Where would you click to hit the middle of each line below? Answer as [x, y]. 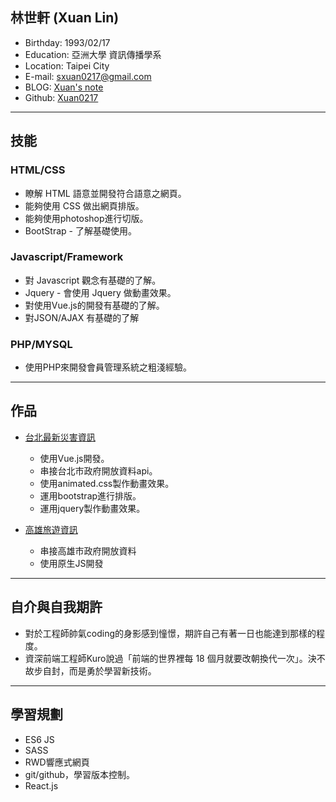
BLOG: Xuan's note [64, 87]
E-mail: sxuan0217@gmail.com [88, 76]
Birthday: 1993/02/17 [67, 42]
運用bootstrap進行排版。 [90, 495]
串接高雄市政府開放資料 [88, 550]
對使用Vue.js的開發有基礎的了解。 [94, 305]
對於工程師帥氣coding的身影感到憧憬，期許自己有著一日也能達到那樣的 [170, 633]
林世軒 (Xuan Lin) [65, 18]
